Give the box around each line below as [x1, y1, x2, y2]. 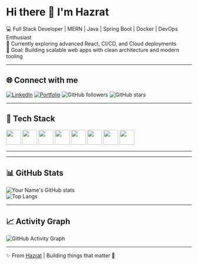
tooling [6, 53, 23, 60]
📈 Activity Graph [6, 216, 71, 227]
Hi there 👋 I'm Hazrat [6, 5, 109, 19]
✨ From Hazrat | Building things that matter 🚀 [6, 252, 115, 259]
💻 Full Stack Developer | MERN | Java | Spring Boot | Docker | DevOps [6, 25, 178, 32]
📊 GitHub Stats [6, 168, 64, 178]
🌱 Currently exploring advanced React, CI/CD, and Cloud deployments [6, 40, 177, 47]
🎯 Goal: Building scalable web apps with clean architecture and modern [6, 46, 180, 53]
